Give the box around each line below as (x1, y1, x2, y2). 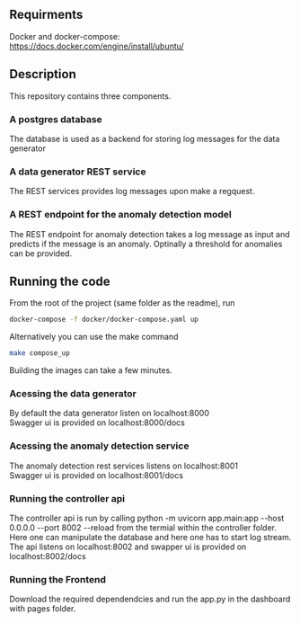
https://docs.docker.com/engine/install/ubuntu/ (9, 40, 184, 51)
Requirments (9, 7, 84, 22)
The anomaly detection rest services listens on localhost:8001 (9, 460, 238, 471)
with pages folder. (9, 603, 76, 614)
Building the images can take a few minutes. (9, 365, 172, 376)
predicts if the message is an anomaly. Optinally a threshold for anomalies (9, 238, 283, 249)
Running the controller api (9, 492, 126, 504)
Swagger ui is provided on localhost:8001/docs (9, 469, 184, 480)
